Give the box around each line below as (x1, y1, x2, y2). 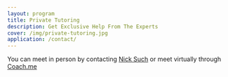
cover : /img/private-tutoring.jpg (7, 29, 109, 37)
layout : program (7, 10, 55, 17)
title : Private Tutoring (7, 17, 80, 24)
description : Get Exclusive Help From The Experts (7, 23, 159, 30)
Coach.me (7, 62, 37, 71)
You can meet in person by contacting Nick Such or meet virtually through (7, 55, 222, 63)
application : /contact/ (7, 36, 77, 43)
